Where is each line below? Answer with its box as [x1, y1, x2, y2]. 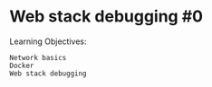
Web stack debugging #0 [9, 6, 204, 27]
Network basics [9, 53, 67, 62]
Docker [9, 61, 34, 70]
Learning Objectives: [9, 36, 88, 47]
